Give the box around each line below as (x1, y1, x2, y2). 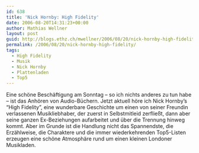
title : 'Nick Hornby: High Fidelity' (6, 14, 99, 20)
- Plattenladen (11, 69, 49, 75)
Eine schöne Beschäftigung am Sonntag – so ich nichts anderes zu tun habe (6, 91, 192, 98)
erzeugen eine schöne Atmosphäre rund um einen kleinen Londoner (6, 135, 173, 142)
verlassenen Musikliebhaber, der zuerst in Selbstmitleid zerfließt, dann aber (6, 110, 191, 117)
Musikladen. (6, 142, 36, 149)
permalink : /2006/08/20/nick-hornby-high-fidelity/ (6, 42, 136, 48)
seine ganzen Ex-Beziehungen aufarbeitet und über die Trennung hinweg (6, 116, 185, 123)
